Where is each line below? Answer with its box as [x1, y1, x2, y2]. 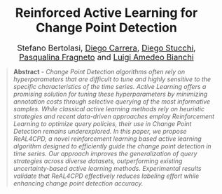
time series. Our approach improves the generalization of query [13, 149, 197, 158]
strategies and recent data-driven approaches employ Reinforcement [13, 112, 215, 120]
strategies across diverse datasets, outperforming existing [13, 156, 183, 165]
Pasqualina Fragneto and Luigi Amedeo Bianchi [19, 52, 194, 62]
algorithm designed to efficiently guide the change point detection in [13, 141, 211, 150]
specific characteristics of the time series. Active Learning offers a [13, 82, 207, 90]
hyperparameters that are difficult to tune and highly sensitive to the [13, 75, 211, 83]
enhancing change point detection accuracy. [13, 179, 144, 187]
